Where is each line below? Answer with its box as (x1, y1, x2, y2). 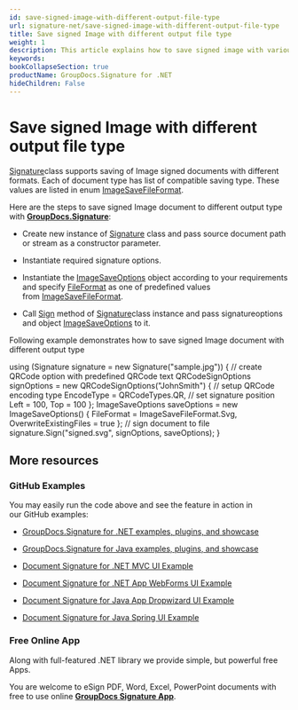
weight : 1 (9, 37, 46, 47)
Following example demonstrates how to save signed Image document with (9, 335, 285, 345)
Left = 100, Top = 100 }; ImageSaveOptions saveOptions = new (9, 398, 239, 409)
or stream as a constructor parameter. (21, 237, 161, 248)
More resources (9, 453, 99, 468)
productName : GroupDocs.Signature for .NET (9, 71, 173, 80)
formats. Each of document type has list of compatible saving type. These (9, 175, 279, 185)
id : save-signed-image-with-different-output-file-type (9, 12, 220, 22)
